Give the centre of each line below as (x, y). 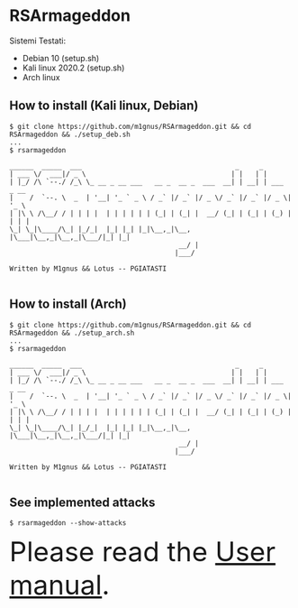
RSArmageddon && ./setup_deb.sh (70, 134)
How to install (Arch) (68, 304)
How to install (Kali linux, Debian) (104, 106)
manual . (60, 585)
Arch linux (41, 77)
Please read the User (143, 552)
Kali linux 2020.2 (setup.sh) (73, 68)
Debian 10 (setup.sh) (61, 58)
